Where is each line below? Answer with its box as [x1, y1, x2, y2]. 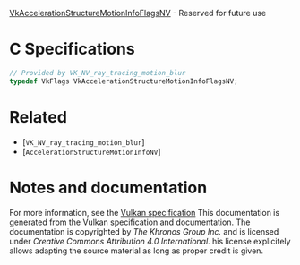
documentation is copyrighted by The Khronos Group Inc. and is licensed [9, 226, 279, 236]
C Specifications [9, 39, 136, 59]
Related [9, 107, 67, 127]
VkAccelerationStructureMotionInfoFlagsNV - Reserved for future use [9, 8, 267, 18]
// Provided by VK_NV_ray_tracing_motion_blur [9, 68, 186, 77]
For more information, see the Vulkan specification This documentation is [9, 207, 280, 218]
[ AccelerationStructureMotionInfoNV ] [21, 146, 161, 157]
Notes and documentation [9, 177, 208, 198]
